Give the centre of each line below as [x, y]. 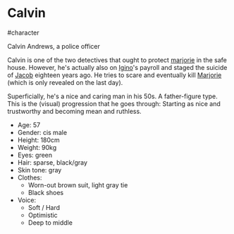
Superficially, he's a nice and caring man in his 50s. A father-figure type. [113, 96]
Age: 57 [29, 124]
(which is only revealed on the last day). [65, 82]
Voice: [27, 200]
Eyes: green [35, 155]
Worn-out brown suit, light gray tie [78, 185]
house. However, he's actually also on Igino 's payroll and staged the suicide [117, 67]
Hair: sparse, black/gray [53, 162]
